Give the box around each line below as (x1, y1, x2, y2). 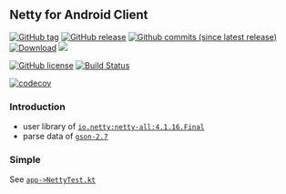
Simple (9, 154, 41, 167)
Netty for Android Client (9, 7, 148, 23)
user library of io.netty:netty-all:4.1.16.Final (22, 121, 205, 132)
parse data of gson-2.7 (22, 131, 108, 142)
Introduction (9, 100, 66, 113)
